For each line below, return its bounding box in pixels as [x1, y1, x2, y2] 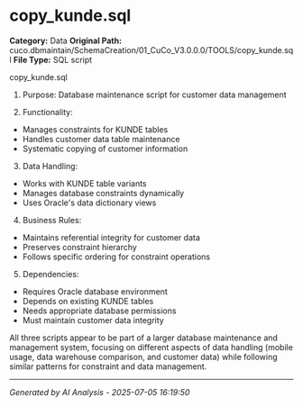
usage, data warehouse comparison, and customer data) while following [9, 351, 278, 362]
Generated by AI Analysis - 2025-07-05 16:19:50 [9, 386, 190, 397]
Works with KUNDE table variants [22, 177, 147, 189]
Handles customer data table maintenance [22, 133, 180, 144]
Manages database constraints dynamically [22, 187, 185, 198]
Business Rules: [22, 214, 82, 225]
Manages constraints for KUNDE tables [22, 123, 169, 135]
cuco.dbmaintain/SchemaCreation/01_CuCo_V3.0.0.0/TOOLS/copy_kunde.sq [9, 44, 294, 55]
